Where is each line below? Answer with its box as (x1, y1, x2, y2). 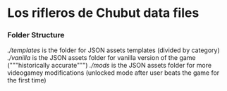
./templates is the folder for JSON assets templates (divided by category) (7, 46, 220, 54)
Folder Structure (7, 30, 65, 40)
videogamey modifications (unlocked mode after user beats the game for (7, 68, 220, 77)
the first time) (7, 76, 47, 85)
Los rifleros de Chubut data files (7, 5, 200, 21)
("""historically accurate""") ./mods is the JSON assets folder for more (7, 61, 212, 70)
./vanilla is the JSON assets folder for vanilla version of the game (7, 54, 196, 62)
